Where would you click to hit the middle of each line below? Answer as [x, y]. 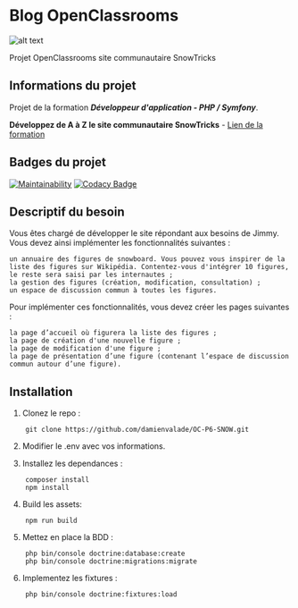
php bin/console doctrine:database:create [105, 554]
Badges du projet [58, 162]
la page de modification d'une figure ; [86, 349]
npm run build [51, 521]
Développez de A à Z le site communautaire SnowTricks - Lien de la [136, 124]
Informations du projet [73, 86]
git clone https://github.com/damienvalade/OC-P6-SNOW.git [137, 430]
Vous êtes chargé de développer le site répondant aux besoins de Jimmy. [144, 233]
